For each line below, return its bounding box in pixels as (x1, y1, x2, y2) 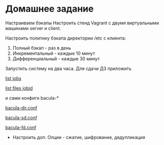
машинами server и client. (5, 25, 61, 31)
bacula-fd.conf (5, 124, 36, 130)
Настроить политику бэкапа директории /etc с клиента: (5, 35, 127, 41)
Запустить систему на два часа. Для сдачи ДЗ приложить (5, 65, 132, 71)
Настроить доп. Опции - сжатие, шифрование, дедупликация (12, 134, 145, 140)
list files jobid (5, 85, 33, 91)
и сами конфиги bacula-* (5, 95, 59, 101)
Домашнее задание (5, 3, 94, 15)
